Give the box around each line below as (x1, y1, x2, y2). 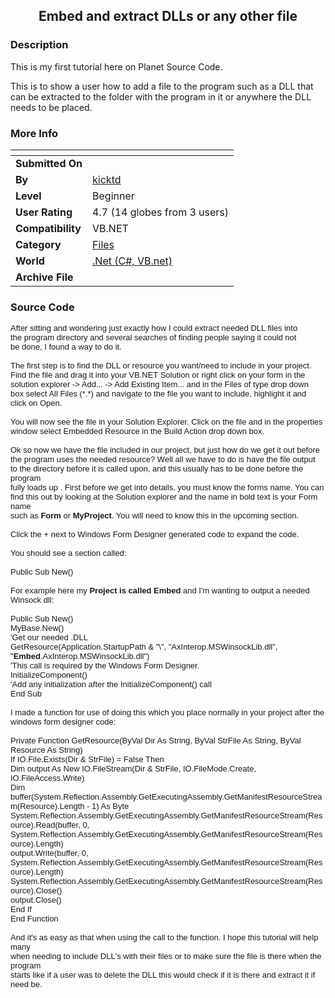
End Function (10, 914, 59, 924)
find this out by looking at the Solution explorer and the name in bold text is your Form (10, 492, 318, 503)
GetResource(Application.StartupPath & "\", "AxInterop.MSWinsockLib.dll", (10, 642, 278, 653)
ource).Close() (10, 885, 63, 896)
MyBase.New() (10, 623, 65, 634)
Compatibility (15, 221, 82, 235)
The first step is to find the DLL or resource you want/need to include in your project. (10, 360, 312, 371)
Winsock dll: (10, 595, 55, 606)
